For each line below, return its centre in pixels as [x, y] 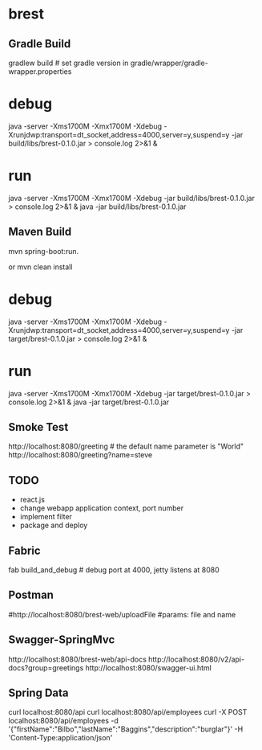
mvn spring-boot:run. [44, 251]
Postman [31, 595]
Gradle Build [40, 44]
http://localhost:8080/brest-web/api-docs [77, 659]
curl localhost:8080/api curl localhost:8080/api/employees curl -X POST [128, 712]
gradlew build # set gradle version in [69, 63]
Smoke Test [38, 427]
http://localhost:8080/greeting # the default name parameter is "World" [126, 446]
